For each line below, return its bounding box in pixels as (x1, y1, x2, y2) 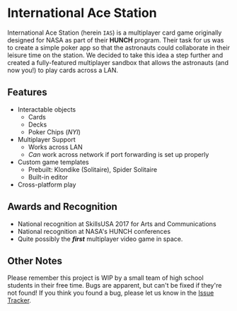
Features (7, 86, 47, 98)
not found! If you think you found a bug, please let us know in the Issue (7, 288, 214, 298)
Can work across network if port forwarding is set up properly (28, 150, 209, 158)
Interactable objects (17, 105, 76, 114)
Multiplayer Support (17, 135, 76, 143)
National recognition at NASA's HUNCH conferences (17, 227, 171, 235)
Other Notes (7, 254, 62, 266)
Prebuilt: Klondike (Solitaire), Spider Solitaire (28, 165, 158, 174)
